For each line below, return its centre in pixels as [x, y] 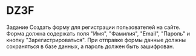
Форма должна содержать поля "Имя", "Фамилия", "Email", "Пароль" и [98, 33]
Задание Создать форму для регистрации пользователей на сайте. [93, 27]
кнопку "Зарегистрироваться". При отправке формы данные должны [96, 40]
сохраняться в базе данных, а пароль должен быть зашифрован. [90, 46]
